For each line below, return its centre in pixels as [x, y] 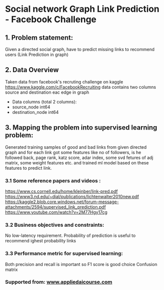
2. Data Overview [32, 70]
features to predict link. [29, 168]
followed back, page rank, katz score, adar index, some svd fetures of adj [79, 158]
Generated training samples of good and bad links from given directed [76, 147]
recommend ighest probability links [41, 241]
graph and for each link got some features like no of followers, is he [73, 152]
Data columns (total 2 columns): [44, 102]
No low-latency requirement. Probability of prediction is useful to [70, 236]
